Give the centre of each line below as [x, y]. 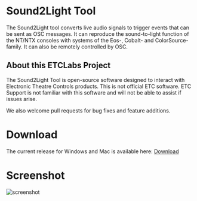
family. [14, 47]
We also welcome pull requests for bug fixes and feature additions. [88, 110]
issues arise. [22, 99]
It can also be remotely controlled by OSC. [76, 47]
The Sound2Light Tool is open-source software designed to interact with [96, 80]
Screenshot [36, 175]
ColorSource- [172, 40]
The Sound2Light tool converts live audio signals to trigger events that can [98, 28]
